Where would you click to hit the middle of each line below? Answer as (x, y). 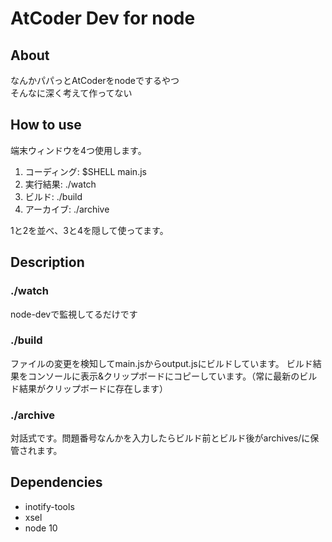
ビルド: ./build (53, 196)
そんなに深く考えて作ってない (71, 93)
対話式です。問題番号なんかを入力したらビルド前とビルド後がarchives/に (160, 438)
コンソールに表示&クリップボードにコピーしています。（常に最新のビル (172, 376)
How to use (46, 125)
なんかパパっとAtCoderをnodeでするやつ (95, 80)
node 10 (41, 528)
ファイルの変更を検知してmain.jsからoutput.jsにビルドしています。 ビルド (161, 363)
